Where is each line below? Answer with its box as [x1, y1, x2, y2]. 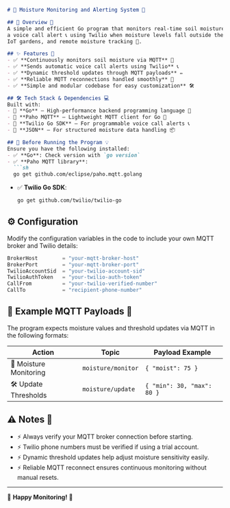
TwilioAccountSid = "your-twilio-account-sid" [7, 268, 146, 275]
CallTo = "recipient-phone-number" [7, 287, 142, 294]
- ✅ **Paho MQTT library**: [7, 158, 89, 165]
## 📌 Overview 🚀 [7, 19, 53, 25]
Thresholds [10, 390, 47, 400]
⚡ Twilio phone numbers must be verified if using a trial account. [16, 443, 199, 451]
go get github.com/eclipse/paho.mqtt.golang [13, 171, 142, 178]
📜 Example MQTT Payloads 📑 [7, 305, 133, 317]
